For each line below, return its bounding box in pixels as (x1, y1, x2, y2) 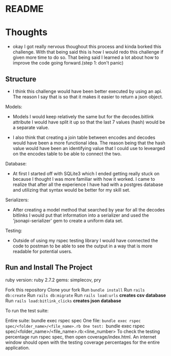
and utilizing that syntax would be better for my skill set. (12, 186, 131, 193)
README (5, 3, 44, 15)
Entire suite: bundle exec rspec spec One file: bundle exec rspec (5, 317, 141, 323)
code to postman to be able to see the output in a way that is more (12, 243, 153, 249)
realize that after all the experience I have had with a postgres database (12, 181, 163, 187)
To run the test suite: (5, 307, 49, 313)
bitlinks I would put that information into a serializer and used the (12, 212, 149, 218)
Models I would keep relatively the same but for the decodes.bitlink (12, 113, 154, 119)
